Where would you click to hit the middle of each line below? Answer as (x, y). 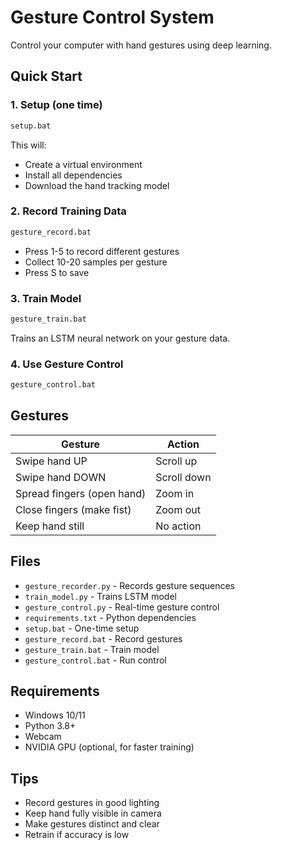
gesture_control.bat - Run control (95, 660)
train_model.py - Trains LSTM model (100, 596)
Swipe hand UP (51, 461)
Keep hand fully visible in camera (93, 813)
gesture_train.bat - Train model (92, 649)
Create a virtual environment (83, 164)
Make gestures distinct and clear (92, 824)
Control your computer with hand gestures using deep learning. (141, 45)
